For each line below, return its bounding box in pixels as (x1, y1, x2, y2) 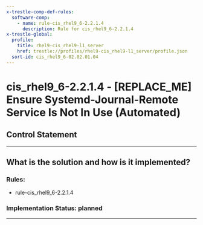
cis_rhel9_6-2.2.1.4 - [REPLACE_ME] (6, 80, 192, 94)
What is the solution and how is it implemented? (6, 157, 190, 168)
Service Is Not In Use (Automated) (6, 105, 181, 119)
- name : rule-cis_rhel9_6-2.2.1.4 (17, 20, 104, 26)
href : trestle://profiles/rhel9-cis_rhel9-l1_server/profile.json (17, 48, 188, 54)
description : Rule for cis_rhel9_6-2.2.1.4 (22, 25, 134, 32)
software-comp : (11, 15, 50, 21)
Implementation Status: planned (6, 204, 103, 212)
